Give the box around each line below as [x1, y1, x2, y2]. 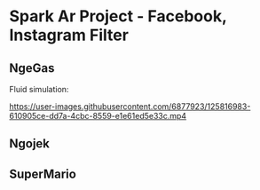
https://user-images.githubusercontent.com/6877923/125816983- [9, 101, 251, 112]
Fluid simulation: [9, 84, 69, 94]
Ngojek [9, 136, 51, 152]
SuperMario [9, 166, 77, 181]
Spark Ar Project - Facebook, [9, 6, 227, 27]
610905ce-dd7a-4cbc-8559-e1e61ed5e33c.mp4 [9, 111, 187, 121]
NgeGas [9, 60, 55, 75]
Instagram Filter [9, 25, 129, 45]
